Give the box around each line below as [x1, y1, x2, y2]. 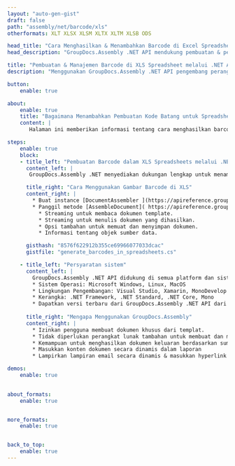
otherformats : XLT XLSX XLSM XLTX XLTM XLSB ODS [7, 29, 152, 37]
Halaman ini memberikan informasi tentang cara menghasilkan [29, 126, 211, 133]
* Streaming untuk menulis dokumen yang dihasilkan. [38, 217, 196, 224]
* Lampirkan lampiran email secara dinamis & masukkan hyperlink [32, 352, 227, 359]
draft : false [7, 17, 45, 24]
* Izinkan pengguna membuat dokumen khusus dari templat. [32, 327, 205, 334]
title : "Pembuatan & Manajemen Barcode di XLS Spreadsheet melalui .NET [7, 62, 224, 69]
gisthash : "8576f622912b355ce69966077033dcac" [25, 242, 164, 249]
